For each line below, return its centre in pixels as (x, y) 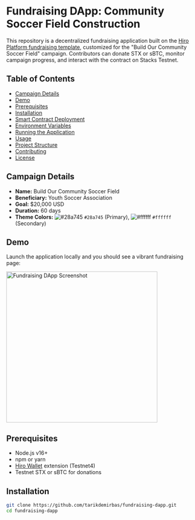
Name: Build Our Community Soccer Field (67, 191)
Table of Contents (41, 79)
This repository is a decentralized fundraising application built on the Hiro (97, 40)
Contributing (30, 151)
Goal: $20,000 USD (40, 204)
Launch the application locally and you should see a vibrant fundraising (95, 257)
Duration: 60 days (38, 210)
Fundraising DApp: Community (85, 11)
